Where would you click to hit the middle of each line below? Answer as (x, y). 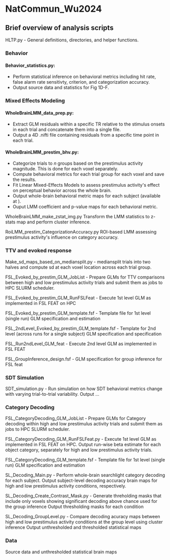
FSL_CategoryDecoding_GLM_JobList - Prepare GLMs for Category (76, 418)
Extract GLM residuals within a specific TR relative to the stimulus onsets (89, 124)
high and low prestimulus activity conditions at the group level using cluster (84, 522)
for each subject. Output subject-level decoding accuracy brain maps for (81, 480)
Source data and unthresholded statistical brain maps (61, 552)
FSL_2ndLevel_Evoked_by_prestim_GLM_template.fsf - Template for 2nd (81, 328)
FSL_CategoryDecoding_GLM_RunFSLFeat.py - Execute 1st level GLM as (81, 439)
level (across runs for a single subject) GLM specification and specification (83, 334)
